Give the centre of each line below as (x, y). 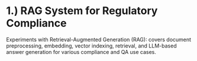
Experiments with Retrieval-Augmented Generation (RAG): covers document (98, 39)
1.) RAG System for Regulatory (82, 11)
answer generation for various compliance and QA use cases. (81, 52)
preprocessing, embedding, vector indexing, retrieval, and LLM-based (91, 46)
